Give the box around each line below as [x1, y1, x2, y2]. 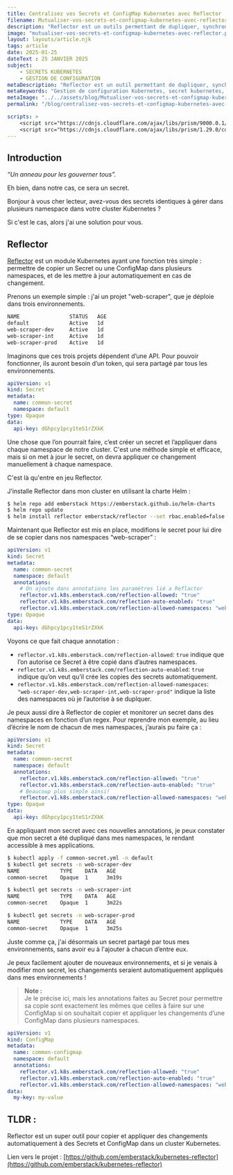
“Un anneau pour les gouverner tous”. [7, 170, 116, 179]
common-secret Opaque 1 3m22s [7, 900, 123, 907]
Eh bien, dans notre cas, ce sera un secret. [7, 184, 130, 192]
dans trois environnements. [7, 300, 85, 308]
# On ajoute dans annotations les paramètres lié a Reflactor [19, 585, 203, 592]
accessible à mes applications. [7, 841, 95, 849]
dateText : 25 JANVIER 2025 [7, 56, 89, 63]
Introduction [7, 152, 62, 163]
